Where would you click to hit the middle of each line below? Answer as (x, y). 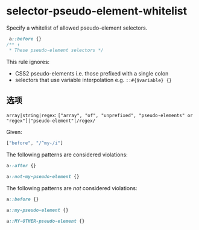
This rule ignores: (28, 62)
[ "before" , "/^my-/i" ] (35, 143)
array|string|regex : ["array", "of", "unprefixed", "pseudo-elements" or (99, 115)
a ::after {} (21, 166)
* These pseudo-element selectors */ (56, 50)
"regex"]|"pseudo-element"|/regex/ (51, 121)
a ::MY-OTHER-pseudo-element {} (46, 221)
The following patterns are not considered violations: (72, 188)
